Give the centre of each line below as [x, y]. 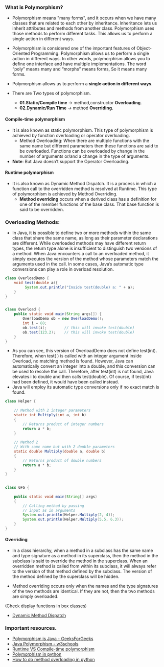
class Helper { [21, 401]
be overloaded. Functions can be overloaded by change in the [82, 151]
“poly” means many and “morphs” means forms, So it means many [80, 69]
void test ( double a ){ [36, 283]
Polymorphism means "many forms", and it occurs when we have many [84, 18]
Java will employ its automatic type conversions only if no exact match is [86, 387]
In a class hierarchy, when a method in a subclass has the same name [82, 550]
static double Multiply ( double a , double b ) [60, 452]
